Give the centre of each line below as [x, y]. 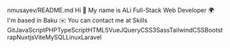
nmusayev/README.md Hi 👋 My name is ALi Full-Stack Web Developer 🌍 [111, 10]
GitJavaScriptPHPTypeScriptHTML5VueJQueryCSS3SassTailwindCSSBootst [115, 30]
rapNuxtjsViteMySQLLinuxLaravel [54, 37]
